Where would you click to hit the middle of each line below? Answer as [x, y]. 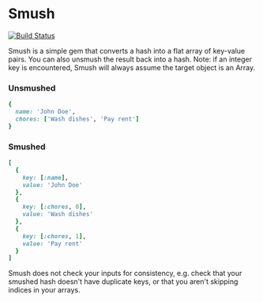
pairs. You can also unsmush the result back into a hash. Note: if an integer [130, 59]
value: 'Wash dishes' [58, 214]
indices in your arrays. [44, 290]
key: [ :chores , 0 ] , [54, 207]
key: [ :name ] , [45, 177]
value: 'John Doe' [53, 185]
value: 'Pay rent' [53, 244]
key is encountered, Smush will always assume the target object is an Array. [132, 67]
